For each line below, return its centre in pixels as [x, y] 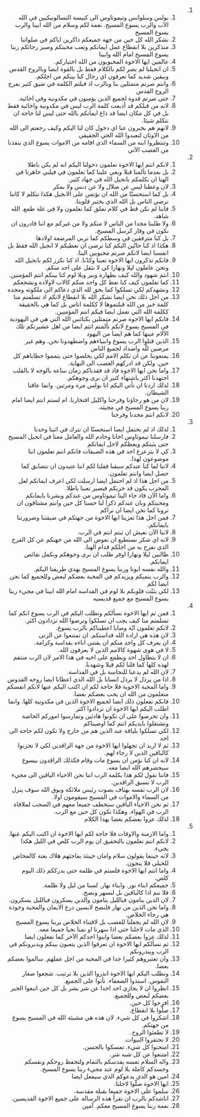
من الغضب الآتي [148, 149]
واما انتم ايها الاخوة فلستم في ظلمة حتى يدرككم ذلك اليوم [95, 870]
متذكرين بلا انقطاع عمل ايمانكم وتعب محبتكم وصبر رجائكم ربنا [90, 47]
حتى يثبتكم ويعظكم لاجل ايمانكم [128, 444]
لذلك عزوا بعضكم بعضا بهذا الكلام [127, 819]
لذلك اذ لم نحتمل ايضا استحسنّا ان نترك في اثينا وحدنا [101, 429]
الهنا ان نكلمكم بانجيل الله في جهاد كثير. [118, 179]
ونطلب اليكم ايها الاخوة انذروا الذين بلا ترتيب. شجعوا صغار [96, 973]
